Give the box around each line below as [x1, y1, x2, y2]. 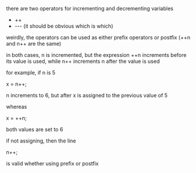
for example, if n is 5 [6, 69, 56, 76]
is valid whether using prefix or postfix [6, 160, 99, 167]
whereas [6, 103, 28, 110]
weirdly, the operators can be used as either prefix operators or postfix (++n [6, 34, 191, 40]
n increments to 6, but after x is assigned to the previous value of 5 [6, 92, 168, 99]
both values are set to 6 [6, 126, 63, 133]
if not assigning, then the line [6, 137, 76, 144]
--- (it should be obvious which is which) [14, 23, 113, 29]
